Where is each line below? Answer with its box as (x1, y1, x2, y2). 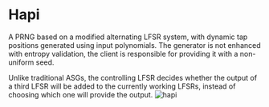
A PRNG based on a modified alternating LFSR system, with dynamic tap (8, 32, 248, 42)
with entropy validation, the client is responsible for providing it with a (8, 49, 238, 58)
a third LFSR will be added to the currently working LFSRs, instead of (8, 81, 236, 91)
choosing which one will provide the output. (8, 89, 153, 99)
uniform (8, 57, 35, 67)
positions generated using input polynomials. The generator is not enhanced (8, 40, 261, 50)
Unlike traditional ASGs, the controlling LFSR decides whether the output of (8, 73, 258, 82)
